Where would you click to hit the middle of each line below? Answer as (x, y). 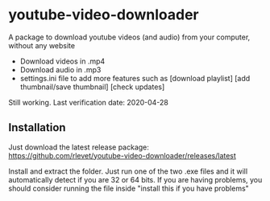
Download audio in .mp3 (60, 69)
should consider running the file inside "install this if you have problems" (129, 188)
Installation (37, 127)
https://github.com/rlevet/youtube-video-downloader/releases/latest (122, 155)
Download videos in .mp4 (62, 61)
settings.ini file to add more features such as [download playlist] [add (135, 78)
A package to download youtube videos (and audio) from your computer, (129, 37)
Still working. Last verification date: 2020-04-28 (89, 102)
